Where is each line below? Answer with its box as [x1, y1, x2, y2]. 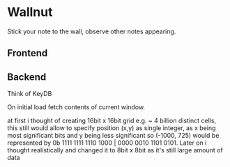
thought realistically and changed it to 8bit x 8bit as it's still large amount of [7, 146, 223, 154]
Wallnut [7, 4, 53, 20]
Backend [7, 71, 47, 83]
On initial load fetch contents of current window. [7, 103, 145, 111]
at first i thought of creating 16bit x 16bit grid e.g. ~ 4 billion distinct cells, [7, 116, 217, 125]
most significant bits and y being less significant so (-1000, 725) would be [7, 132, 220, 140]
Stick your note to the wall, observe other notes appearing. [7, 27, 176, 35]
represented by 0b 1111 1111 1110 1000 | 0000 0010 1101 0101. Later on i [7, 138, 207, 147]
